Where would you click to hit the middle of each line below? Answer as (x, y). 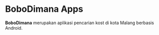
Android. (14, 28)
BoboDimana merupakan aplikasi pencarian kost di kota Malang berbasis (79, 23)
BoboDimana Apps (44, 9)
